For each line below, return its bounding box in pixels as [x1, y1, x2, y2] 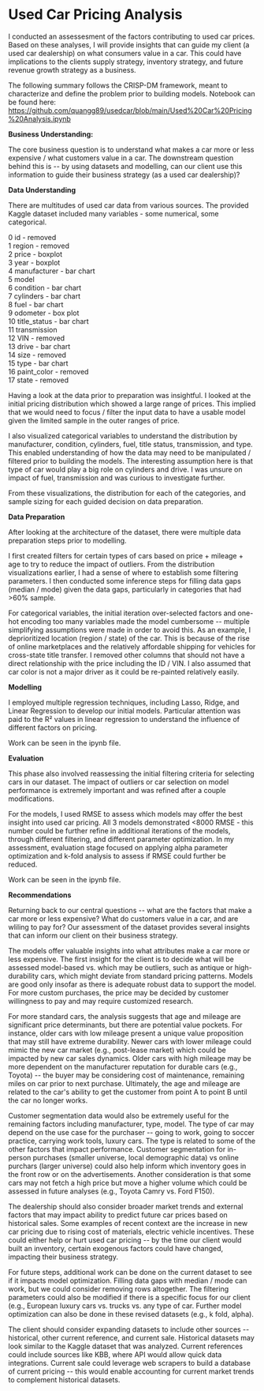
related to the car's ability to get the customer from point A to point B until [8, 1087, 247, 1096]
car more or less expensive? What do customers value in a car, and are [8, 914, 239, 923]
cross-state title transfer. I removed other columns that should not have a [8, 650, 246, 660]
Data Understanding [8, 185, 76, 194]
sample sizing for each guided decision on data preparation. [8, 496, 203, 506]
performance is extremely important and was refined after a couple [8, 785, 226, 795]
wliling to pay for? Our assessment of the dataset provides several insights [8, 922, 251, 931]
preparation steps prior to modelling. [8, 536, 128, 545]
